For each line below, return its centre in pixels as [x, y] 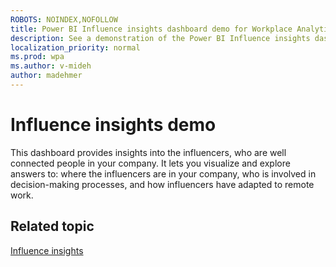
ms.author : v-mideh [51, 66]
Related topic [52, 226]
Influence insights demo [113, 125]
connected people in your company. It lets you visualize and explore [150, 163]
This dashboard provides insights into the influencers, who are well [148, 152]
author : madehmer [46, 76]
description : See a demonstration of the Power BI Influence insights [160, 38]
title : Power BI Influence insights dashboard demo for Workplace [151, 29]
